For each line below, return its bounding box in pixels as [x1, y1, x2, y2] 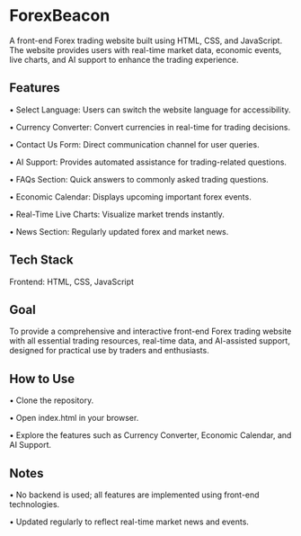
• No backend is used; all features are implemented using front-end [9, 489, 260, 500]
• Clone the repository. [9, 395, 94, 406]
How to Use [9, 371, 75, 387]
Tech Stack [9, 253, 74, 268]
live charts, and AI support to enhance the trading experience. [9, 54, 239, 65]
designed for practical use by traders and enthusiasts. [9, 345, 209, 356]
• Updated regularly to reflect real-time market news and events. [9, 516, 250, 527]
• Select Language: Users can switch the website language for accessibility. [9, 104, 291, 115]
